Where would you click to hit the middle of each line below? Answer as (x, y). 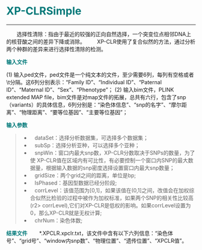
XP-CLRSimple (44, 11)
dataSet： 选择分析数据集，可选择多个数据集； (92, 138)
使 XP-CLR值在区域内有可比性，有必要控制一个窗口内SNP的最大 (109, 160)
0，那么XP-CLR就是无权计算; (66, 213)
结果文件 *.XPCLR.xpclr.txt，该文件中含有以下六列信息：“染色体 (90, 233)
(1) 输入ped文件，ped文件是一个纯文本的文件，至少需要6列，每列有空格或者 (100, 75)
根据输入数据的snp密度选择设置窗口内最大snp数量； (111, 168)
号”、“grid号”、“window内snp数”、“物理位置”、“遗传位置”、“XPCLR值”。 (97, 240)
